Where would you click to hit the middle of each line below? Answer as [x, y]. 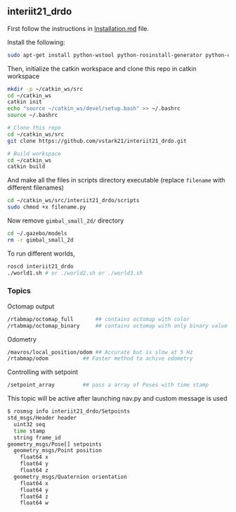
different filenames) [36, 188]
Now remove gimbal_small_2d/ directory [66, 220]
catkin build [26, 167]
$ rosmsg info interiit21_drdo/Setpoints [69, 411]
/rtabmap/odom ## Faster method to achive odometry [100, 358]
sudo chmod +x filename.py [47, 207]
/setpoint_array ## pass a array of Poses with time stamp [108, 385]
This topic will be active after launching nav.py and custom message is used [117, 399]
